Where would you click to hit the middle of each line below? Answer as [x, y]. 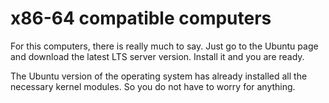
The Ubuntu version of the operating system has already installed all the [159, 76]
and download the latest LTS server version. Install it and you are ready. [157, 56]
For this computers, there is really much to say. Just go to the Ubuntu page [164, 46]
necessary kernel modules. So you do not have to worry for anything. [153, 86]
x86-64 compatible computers [141, 18]
